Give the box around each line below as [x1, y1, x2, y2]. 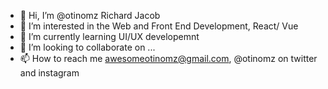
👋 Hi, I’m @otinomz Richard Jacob [19, 10, 161, 21]
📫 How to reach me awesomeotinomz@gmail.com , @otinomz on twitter [19, 53, 318, 64]
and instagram [19, 67, 80, 79]
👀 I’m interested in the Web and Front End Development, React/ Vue [19, 20, 299, 32]
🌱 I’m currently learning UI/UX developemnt [19, 31, 200, 42]
